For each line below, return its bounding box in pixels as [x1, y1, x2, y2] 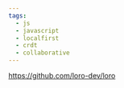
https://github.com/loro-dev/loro [8, 71, 116, 80]
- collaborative [15, 49, 70, 57]
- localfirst [15, 34, 60, 42]
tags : [8, 11, 27, 20]
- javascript [15, 26, 60, 34]
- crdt [15, 42, 38, 50]
